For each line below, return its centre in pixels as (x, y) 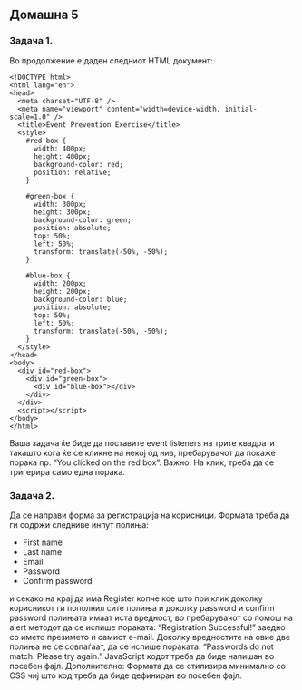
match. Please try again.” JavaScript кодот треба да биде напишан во (142, 656)
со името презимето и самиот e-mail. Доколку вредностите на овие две (150, 637)
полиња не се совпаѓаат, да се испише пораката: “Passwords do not (141, 646)
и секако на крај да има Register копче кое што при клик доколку (136, 598)
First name (43, 542)
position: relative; (72, 172)
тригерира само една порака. (67, 471)
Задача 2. (32, 495)
